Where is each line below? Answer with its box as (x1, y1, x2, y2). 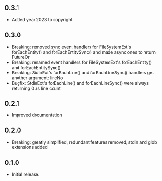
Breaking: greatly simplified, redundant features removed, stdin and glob (11, 139, 157, 145)
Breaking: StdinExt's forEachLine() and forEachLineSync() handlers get (11, 70, 154, 75)
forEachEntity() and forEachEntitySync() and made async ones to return (11, 49, 156, 55)
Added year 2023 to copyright (11, 17, 72, 22)
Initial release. (11, 171, 40, 177)
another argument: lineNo (11, 75, 63, 81)
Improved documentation (11, 112, 62, 118)
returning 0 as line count (11, 85, 61, 91)
